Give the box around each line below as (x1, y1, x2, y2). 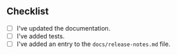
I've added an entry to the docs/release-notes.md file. (16, 40, 171, 48)
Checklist (6, 6, 49, 17)
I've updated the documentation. (16, 24, 111, 32)
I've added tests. (16, 31, 65, 40)
